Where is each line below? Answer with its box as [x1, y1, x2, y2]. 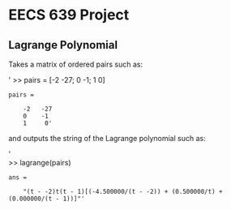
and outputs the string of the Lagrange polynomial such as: [8, 134, 206, 143]
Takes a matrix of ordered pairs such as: [8, 59, 143, 69]
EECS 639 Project [8, 6, 130, 24]
